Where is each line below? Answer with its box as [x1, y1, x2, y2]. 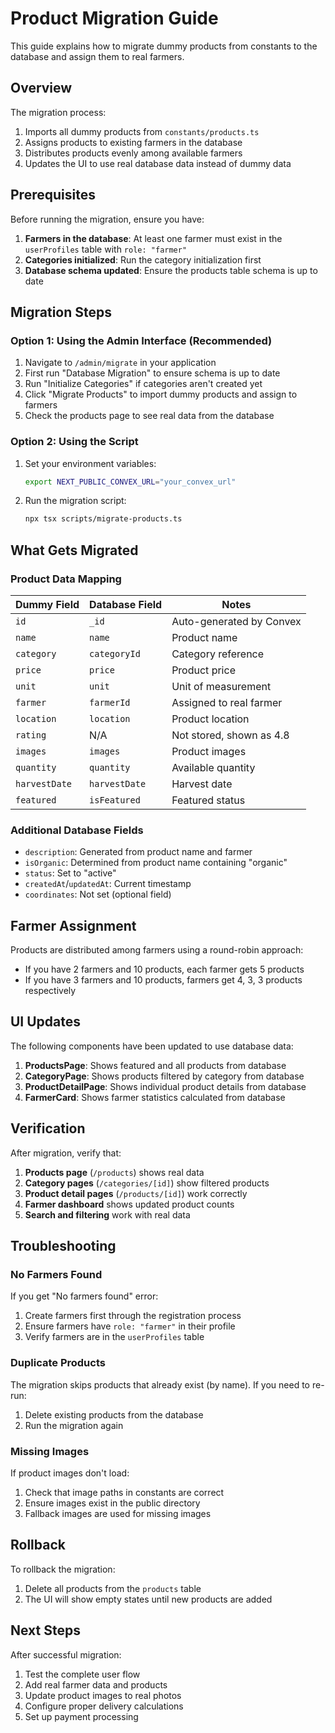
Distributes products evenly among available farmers [24, 147, 243, 159]
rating [15, 729, 47, 741]
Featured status [171, 793, 246, 807]
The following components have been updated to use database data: [10, 1040, 294, 1052]
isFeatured [89, 794, 141, 806]
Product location [171, 712, 250, 726]
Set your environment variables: [24, 457, 157, 469]
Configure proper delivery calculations [24, 1700, 184, 1712]
